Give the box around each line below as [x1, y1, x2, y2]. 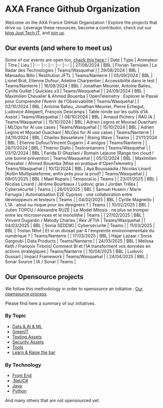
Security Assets [12, 339, 44, 345]
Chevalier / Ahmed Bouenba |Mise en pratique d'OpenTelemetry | [5, 160, 136, 166]
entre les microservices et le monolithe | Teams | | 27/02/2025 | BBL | [5, 212, 145, 218]
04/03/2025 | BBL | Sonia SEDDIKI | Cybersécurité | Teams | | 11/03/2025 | [5, 223, 155, 228]
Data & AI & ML [12, 323, 43, 329]
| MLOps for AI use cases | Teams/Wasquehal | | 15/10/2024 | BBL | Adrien [5, 124, 154, 130]
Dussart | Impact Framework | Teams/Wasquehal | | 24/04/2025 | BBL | [5, 253, 148, 259]
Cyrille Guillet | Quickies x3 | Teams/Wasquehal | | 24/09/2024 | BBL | [5, 88, 145, 93]
